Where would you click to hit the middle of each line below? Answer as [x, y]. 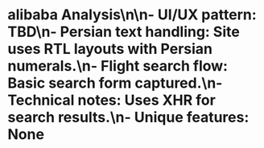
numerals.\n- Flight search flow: [118, 66]
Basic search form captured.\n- [115, 83]
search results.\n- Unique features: [128, 117]
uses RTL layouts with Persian [110, 49]
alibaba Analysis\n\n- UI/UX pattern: [132, 15]
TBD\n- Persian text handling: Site [124, 32]
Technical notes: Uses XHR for [112, 100]
